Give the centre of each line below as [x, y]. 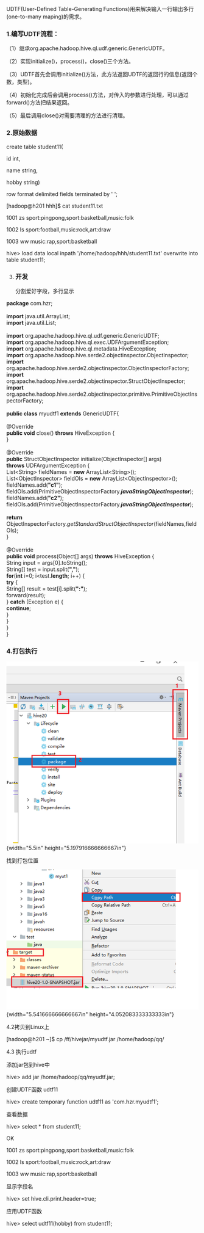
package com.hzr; [30, 303]
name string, [22, 170]
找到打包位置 [22, 860]
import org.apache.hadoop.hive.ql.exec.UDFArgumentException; [88, 342]
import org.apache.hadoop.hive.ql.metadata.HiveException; [82, 348]
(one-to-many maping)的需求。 [46, 16]
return [15, 517]
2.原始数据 [22, 133]
